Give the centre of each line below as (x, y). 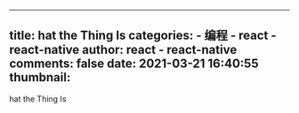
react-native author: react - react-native (123, 50)
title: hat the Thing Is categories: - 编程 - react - (143, 36)
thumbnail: (40, 77)
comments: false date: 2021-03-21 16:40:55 (134, 64)
